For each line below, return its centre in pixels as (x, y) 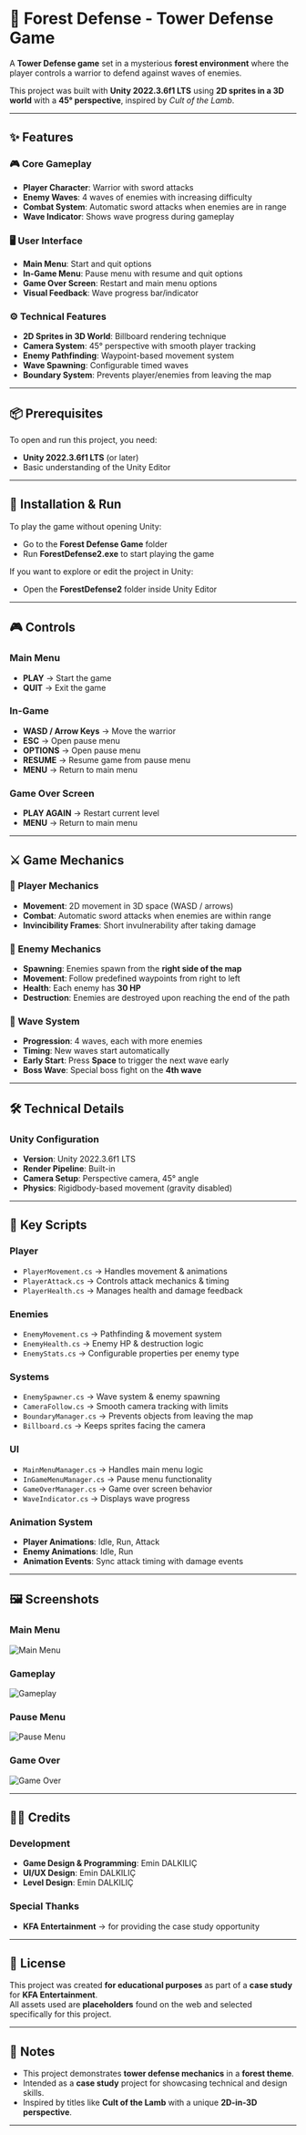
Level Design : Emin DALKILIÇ (78, 1882)
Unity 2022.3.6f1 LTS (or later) (81, 458)
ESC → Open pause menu (71, 740)
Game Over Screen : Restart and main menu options (120, 283)
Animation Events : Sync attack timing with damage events (133, 1561)
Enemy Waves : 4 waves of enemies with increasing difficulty (137, 197)
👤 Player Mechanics (54, 886)
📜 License (38, 1963)
